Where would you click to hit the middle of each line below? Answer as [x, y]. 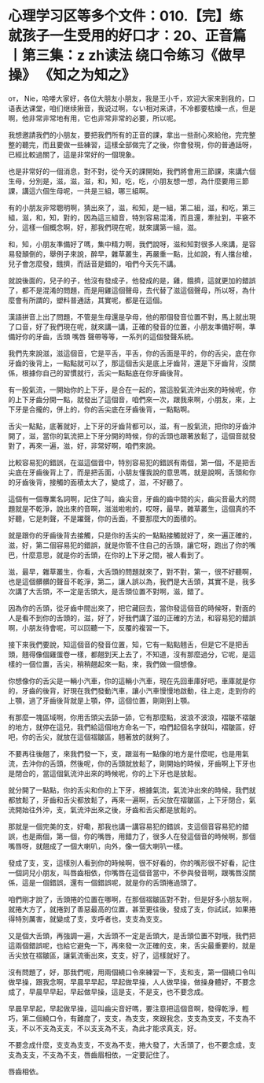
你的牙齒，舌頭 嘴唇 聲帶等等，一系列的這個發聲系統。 [110, 336]
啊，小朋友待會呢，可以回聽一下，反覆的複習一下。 [91, 627]
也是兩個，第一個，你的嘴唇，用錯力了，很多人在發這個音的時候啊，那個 [139, 836]
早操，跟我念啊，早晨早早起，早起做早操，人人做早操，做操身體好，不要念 [135, 981]
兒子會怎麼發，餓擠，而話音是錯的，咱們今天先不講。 [94, 264]
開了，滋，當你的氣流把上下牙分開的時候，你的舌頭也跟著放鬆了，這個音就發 [132, 436]
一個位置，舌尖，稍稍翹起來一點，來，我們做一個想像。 [111, 664]
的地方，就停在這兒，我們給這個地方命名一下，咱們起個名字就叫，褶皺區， [128, 727]
